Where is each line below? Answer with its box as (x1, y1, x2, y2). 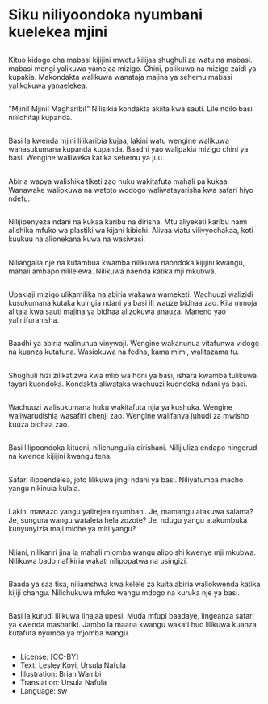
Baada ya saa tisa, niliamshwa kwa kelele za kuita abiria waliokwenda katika (8, 579, 261, 589)
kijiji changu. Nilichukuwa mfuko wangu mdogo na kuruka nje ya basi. (8, 588, 241, 598)
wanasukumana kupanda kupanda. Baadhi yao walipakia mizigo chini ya (8, 144, 249, 154)
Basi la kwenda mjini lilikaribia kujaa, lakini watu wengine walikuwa (8, 135, 230, 146)
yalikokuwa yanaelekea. (8, 81, 88, 90)
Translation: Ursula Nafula (19, 677, 107, 687)
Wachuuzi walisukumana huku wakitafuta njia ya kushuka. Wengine (8, 402, 232, 412)
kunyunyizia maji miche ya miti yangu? (8, 524, 136, 534)
